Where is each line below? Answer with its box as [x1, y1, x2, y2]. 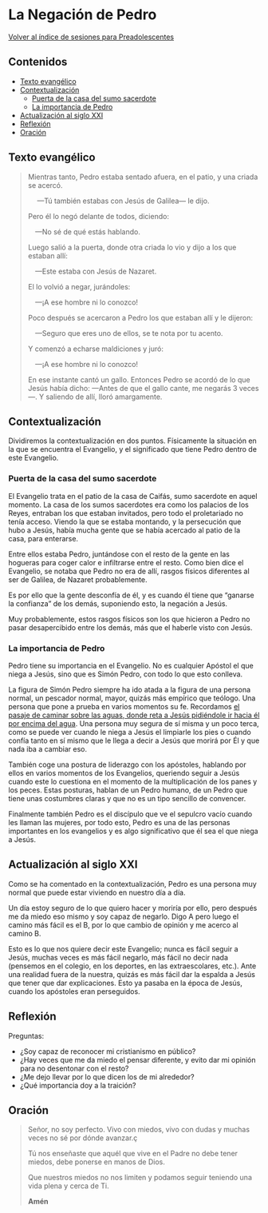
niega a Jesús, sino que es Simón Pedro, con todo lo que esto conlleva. [8, 669, 243, 679]
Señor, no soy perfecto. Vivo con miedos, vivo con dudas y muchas [27, 1125, 250, 1135]
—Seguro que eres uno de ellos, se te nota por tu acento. [34, 328, 223, 337]
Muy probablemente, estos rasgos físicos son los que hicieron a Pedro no [8, 614, 250, 624]
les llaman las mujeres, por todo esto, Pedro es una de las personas [8, 817, 231, 827]
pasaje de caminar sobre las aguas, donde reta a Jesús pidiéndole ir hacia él [8, 710, 260, 720]
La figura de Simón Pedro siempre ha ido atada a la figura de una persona [8, 684, 251, 694]
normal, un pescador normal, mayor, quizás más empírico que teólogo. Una [8, 693, 256, 703]
